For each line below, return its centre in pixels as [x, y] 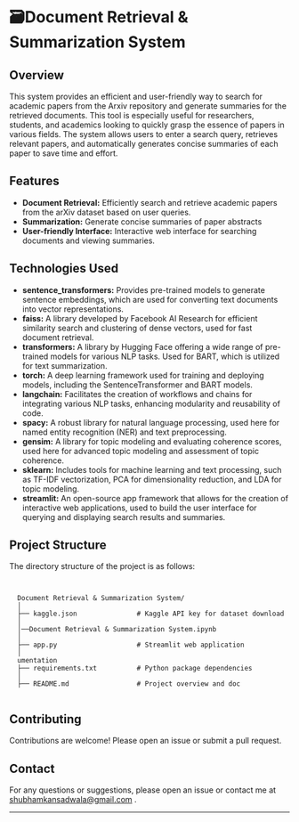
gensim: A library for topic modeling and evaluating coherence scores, [152, 441]
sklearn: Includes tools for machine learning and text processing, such [152, 469]
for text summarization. [65, 365]
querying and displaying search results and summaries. [124, 517]
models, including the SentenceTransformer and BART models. [137, 385]
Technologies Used [64, 269]
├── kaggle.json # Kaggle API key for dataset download [151, 614]
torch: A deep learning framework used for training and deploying [143, 375]
